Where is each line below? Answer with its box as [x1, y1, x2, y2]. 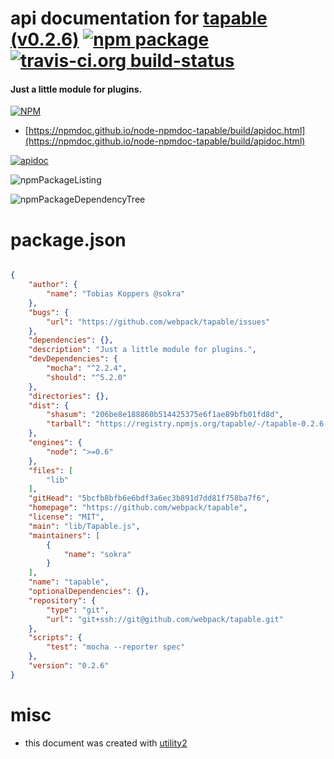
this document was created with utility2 [24, 737, 188, 749]
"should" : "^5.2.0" [46, 372, 128, 382]
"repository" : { [28, 595, 97, 606]
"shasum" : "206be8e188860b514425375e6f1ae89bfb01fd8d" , [46, 410, 284, 420]
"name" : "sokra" [63, 549, 132, 559]
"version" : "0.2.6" [28, 661, 110, 671]
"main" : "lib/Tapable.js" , [28, 521, 141, 531]
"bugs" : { [28, 307, 70, 317]
